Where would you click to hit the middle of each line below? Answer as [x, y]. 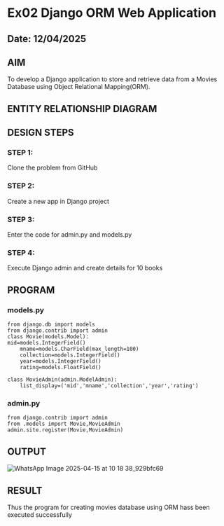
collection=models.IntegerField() [70, 355]
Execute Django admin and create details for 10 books [85, 268]
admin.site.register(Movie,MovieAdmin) [65, 430]
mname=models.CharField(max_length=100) [79, 349]
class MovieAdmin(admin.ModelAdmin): [62, 380]
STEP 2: [21, 186]
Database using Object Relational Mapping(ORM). [79, 87]
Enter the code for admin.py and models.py [70, 235]
